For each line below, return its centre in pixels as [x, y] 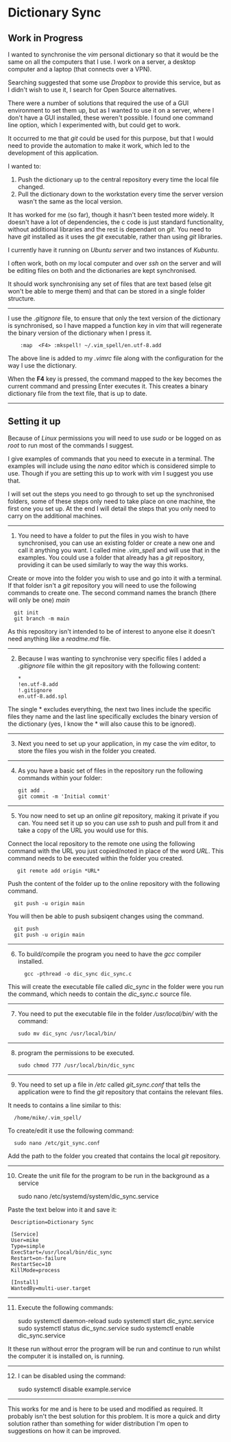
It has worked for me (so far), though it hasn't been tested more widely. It [111, 215]
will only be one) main [39, 600]
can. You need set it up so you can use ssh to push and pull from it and [118, 823]
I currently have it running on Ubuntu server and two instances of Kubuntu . [113, 250]
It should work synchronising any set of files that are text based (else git [110, 284]
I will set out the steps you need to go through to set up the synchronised [111, 493]
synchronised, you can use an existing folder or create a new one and [116, 543]
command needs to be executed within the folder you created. [96, 858]
